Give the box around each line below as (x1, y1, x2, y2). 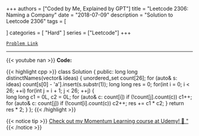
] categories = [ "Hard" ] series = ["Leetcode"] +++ (6, 29, 131, 36)
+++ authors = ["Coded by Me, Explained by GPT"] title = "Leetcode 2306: (6, 5, 188, 12)
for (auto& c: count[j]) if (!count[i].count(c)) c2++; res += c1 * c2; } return (6, 100, 184, 106)
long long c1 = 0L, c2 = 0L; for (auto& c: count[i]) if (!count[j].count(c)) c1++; (6, 93, 192, 100)
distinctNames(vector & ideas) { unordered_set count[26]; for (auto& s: (6, 74, 178, 81)
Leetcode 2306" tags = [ (6, 18, 66, 24)
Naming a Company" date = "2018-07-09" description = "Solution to (6, 11, 174, 18)
